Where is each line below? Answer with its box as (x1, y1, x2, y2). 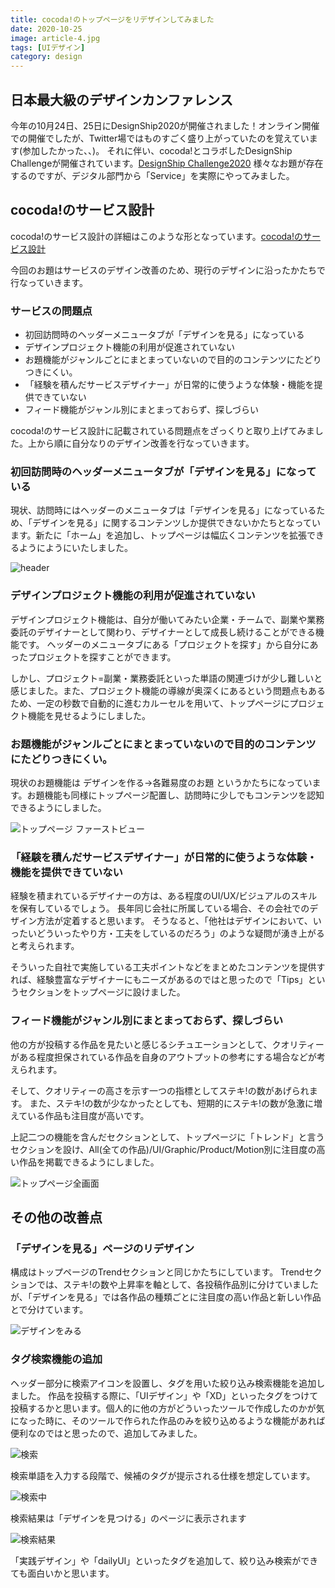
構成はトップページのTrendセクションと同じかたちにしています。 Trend (10, 1266, 305, 1278)
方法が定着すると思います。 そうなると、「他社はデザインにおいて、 (36, 915, 313, 927)
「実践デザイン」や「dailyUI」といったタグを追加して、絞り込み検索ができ (10, 1554, 319, 1566)
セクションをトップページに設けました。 (18, 986, 186, 998)
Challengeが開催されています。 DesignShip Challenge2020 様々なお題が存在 (10, 157, 324, 169)
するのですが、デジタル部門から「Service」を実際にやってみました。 (10, 169, 295, 181)
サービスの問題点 (10, 304, 93, 318)
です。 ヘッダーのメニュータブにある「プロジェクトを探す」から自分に (18, 638, 310, 650)
